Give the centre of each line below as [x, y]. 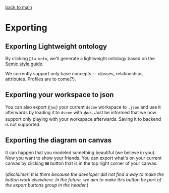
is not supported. [23, 124]
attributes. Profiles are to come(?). [41, 79]
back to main [19, 7]
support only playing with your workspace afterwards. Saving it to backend [83, 119]
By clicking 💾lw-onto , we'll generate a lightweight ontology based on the [80, 58]
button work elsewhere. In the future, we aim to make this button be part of [83, 179]
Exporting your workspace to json [60, 95]
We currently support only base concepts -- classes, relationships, [75, 74]
